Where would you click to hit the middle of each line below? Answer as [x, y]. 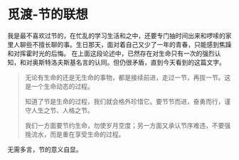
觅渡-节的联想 [48, 15]
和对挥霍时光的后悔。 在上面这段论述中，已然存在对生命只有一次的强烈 [111, 53]
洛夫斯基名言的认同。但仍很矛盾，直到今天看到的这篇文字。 [138, 62]
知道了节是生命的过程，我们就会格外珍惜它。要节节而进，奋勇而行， [124, 101]
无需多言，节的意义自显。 [45, 149]
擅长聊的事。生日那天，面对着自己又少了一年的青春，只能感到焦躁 [135, 44]
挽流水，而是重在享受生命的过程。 [75, 134]
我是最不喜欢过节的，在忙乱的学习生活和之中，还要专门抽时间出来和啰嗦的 [116, 36]
